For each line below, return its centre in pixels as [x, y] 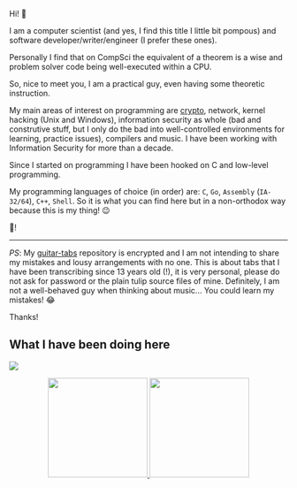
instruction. [30, 93]
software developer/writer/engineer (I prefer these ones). [113, 40]
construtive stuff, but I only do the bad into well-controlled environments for [147, 129]
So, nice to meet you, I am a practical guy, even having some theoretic [137, 84]
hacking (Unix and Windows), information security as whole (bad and [135, 120]
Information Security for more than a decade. [91, 148]
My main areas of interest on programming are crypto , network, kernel [137, 110]
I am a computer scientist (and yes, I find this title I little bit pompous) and [143, 30]
